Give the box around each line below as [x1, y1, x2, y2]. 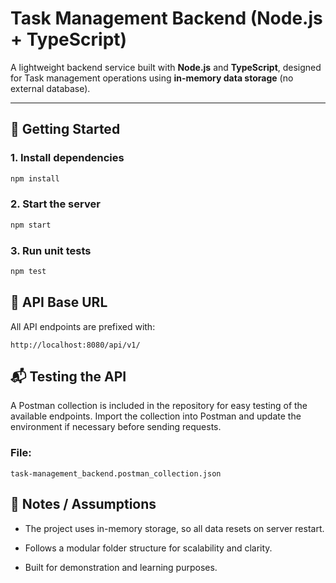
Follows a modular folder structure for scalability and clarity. [24, 542, 273, 554]
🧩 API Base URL [10, 294, 108, 311]
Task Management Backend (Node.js [10, 7, 323, 30]
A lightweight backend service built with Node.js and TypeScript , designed [10, 61, 322, 73]
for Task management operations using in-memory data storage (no [10, 72, 294, 84]
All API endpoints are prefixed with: [10, 320, 156, 332]
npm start [10, 220, 52, 230]
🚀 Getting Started [10, 121, 121, 138]
